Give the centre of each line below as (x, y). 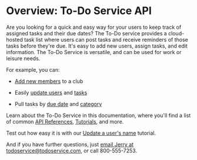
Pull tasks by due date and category (58, 104)
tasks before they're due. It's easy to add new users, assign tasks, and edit (97, 46)
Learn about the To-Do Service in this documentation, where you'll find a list (98, 115)
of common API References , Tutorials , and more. (65, 121)
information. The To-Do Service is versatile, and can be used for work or (94, 52)
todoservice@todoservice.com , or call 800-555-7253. (71, 151)
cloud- (176, 33)
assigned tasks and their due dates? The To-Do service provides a (87, 33)
